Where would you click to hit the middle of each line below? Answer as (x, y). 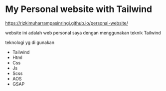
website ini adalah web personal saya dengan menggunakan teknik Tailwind (83, 32)
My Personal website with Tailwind (79, 9)
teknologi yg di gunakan (30, 42)
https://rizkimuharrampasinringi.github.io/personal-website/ (67, 23)
